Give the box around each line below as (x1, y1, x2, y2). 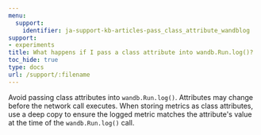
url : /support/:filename (8, 71, 90, 79)
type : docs (8, 64, 44, 71)
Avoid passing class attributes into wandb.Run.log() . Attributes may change (8, 92, 254, 102)
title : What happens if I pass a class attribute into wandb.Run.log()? (8, 48, 254, 56)
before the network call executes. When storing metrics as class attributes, (8, 101, 254, 110)
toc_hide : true (8, 56, 59, 64)
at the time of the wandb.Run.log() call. (8, 118, 135, 127)
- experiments (8, 41, 56, 49)
